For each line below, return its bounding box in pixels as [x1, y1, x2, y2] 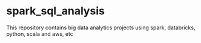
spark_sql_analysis [6, 4, 105, 18]
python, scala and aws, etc [6, 30, 74, 37]
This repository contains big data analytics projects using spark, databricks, [6, 24, 196, 31]
